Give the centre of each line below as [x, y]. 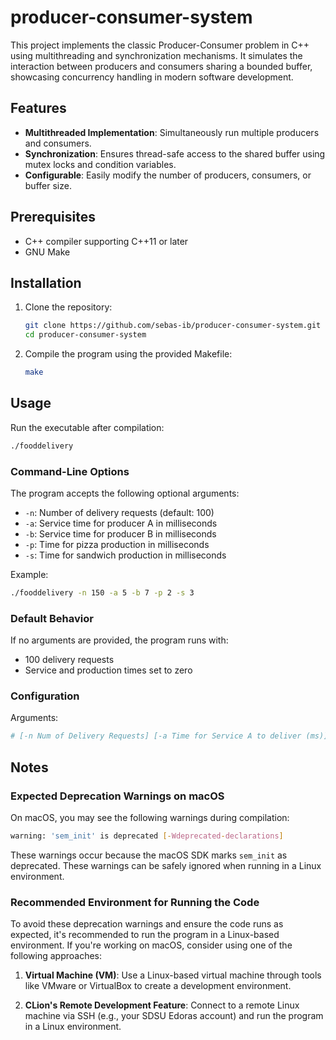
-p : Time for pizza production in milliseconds [117, 544]
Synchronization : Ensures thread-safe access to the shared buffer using [175, 153]
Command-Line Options [70, 471]
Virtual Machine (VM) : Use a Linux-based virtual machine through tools [173, 975]
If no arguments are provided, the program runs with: [119, 640]
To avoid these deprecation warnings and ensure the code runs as [147, 924]
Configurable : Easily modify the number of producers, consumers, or [168, 175]
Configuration [45, 696]
